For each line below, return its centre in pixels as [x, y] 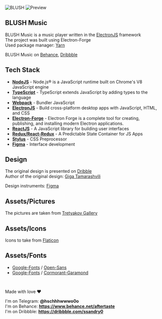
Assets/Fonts [26, 256]
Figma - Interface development [43, 144]
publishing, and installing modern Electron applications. [68, 123]
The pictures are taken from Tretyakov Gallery [51, 213]
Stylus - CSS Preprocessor [40, 139]
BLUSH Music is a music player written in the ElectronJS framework [73, 35]
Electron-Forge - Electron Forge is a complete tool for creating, [76, 118]
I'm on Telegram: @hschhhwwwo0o [42, 301]
